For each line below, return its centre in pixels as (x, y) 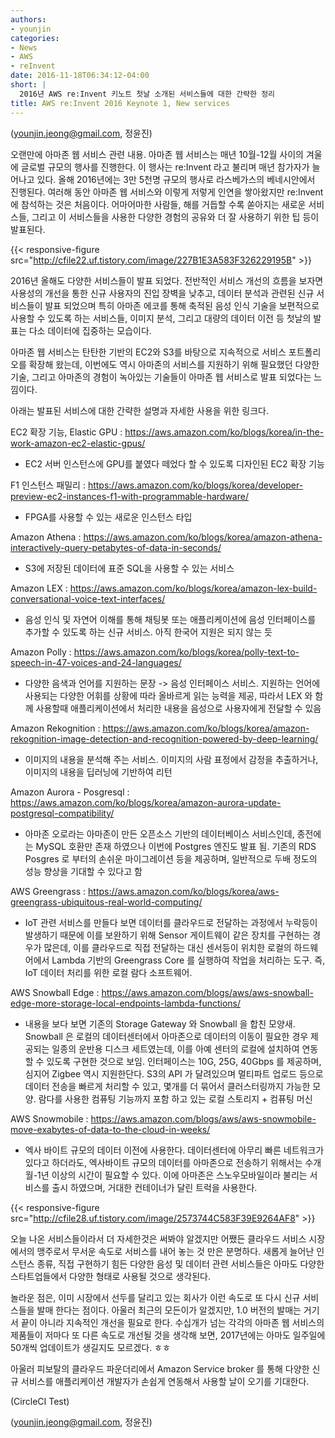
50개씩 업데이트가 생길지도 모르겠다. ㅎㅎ (90, 1347)
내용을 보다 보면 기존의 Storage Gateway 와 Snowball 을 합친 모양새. (160, 1023)
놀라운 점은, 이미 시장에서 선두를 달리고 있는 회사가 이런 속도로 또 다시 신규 (155, 1297)
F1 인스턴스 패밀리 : (48, 485)
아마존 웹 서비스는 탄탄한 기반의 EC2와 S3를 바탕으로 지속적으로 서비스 (148, 352)
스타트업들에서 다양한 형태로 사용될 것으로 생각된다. (110, 1276)
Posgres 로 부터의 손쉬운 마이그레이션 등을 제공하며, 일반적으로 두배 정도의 (171, 858)
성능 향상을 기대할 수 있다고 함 (83, 871)
